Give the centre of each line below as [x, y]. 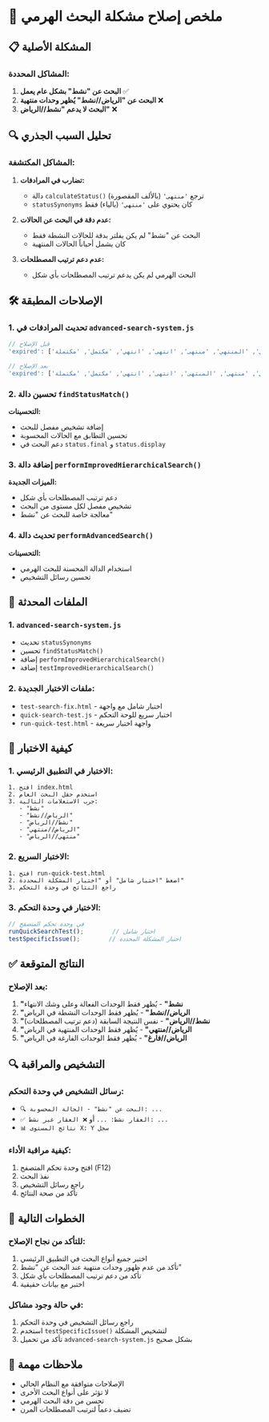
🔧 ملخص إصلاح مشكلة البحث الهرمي [115, 16]
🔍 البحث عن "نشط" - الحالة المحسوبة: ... [91, 1109]
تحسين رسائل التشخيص [55, 576]
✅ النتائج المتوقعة [46, 964]
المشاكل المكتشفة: [42, 163]
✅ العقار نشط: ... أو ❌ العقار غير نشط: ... [94, 1119]
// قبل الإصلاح [29, 344]
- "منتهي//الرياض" [50, 837]
